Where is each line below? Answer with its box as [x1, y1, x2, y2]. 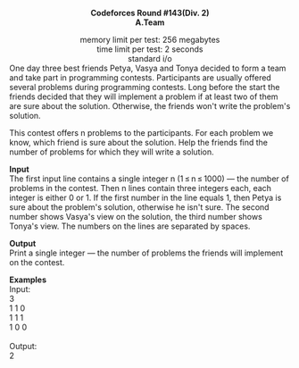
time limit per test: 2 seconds [96, 44, 203, 54]
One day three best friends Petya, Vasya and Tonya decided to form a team [9, 63, 287, 73]
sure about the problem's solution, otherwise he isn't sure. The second [9, 202, 270, 213]
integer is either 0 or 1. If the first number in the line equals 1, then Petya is [9, 192, 282, 203]
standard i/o [128, 54, 172, 63]
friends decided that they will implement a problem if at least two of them [9, 91, 278, 102]
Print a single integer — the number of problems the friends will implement [9, 247, 284, 258]
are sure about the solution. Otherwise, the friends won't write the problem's [9, 101, 291, 111]
